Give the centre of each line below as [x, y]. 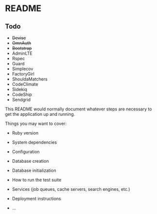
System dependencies [34, 142]
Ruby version [25, 133]
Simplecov [23, 69]
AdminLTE [22, 53]
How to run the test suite [37, 180]
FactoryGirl [23, 74]
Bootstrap [22, 48]
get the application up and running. [40, 114]
